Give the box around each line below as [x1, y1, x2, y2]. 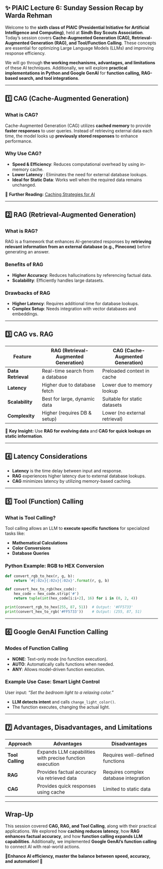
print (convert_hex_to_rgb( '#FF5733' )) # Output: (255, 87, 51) [5, 609, 142, 614]
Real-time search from [42, 367, 94, 374]
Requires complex [103, 768, 144, 775]
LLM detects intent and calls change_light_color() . [12, 699, 116, 705]
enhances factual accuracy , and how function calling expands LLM [5, 833, 143, 839]
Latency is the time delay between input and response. [12, 468, 123, 473]
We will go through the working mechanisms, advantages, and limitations [5, 59, 155, 65]
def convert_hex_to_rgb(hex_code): [5, 587, 77, 592]
